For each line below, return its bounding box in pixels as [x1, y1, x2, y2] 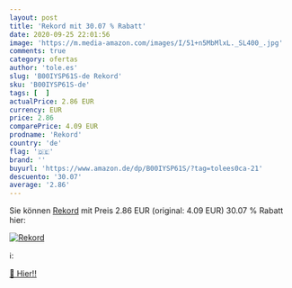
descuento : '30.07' [9, 172, 83, 181]
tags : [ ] [9, 88, 50, 97]
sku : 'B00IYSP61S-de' [9, 80, 91, 89]
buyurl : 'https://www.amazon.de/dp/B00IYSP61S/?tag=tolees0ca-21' [9, 164, 263, 173]
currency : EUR [9, 105, 63, 114]
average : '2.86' [9, 181, 70, 190]
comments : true [9, 47, 66, 56]
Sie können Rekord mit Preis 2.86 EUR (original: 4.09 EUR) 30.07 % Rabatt [9, 205, 284, 216]
